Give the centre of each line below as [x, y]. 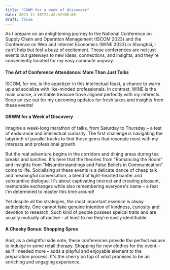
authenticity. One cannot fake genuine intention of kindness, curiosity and [82, 207]
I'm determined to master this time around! [50, 191]
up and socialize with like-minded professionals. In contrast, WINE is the [81, 89]
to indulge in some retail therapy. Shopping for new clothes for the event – [83, 246]
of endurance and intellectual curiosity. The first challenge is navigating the [84, 133]
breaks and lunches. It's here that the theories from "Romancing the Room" [84, 159]
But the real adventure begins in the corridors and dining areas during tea [82, 154]
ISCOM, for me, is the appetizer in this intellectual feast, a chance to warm [83, 84]
